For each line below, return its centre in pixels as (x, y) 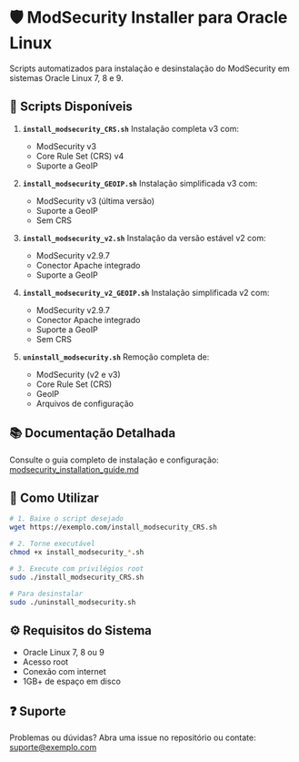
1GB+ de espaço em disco (71, 681)
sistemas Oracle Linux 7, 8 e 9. (67, 77)
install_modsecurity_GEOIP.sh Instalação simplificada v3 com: (140, 183)
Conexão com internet (64, 672)
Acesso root (45, 662)
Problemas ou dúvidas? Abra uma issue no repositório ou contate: (133, 737)
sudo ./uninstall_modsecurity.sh (73, 602)
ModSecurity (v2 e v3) (78, 374)
